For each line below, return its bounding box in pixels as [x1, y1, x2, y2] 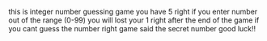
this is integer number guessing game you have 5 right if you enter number [8, 7, 258, 16]
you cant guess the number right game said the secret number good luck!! [8, 24, 256, 33]
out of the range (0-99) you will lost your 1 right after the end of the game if [8, 15, 260, 25]
